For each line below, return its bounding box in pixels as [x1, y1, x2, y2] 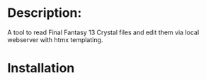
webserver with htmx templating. [7, 35, 103, 44]
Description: [7, 5, 82, 21]
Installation [7, 60, 75, 76]
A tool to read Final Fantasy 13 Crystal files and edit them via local [7, 28, 200, 36]
